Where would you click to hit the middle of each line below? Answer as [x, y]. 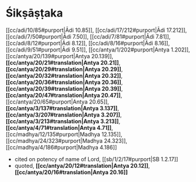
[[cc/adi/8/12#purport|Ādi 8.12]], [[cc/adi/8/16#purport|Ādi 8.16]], [88, 43]
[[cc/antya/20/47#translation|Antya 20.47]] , [64, 95]
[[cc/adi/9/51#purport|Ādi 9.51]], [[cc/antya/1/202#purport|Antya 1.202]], [98, 50]
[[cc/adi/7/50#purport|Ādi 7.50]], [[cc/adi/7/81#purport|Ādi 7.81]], [88, 36]
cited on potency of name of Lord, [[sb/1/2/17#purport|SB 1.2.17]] [96, 159]
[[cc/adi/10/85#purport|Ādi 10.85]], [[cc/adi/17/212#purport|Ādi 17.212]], [96, 30]
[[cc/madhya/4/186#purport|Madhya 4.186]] [61, 147]
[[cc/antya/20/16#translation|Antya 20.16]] [71, 172]
